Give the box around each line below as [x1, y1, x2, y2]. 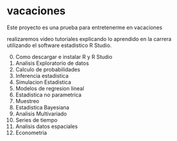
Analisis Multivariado [15, 110, 68, 117]
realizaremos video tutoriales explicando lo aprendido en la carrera [7, 35, 172, 42]
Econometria [15, 129, 47, 136]
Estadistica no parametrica [15, 91, 82, 98]
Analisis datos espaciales [15, 123, 78, 130]
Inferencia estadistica [15, 72, 69, 79]
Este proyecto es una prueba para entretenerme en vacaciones [7, 24, 163, 31]
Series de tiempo [15, 116, 58, 123]
